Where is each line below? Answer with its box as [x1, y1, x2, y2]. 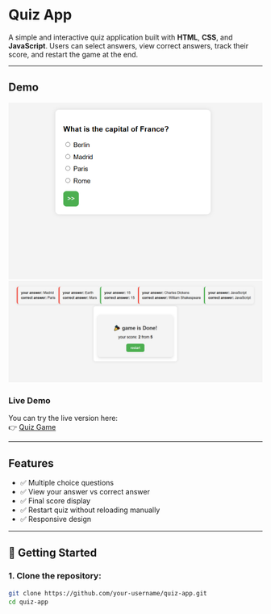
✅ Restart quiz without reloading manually [19, 505, 161, 515]
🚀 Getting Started [8, 545, 98, 559]
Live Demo [8, 395, 51, 406]
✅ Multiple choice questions [19, 478, 115, 488]
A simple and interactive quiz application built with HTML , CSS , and [8, 32, 233, 42]
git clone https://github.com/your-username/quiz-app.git [8, 589, 207, 597]
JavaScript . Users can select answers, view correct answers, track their [8, 40, 248, 50]
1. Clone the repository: [8, 570, 102, 581]
